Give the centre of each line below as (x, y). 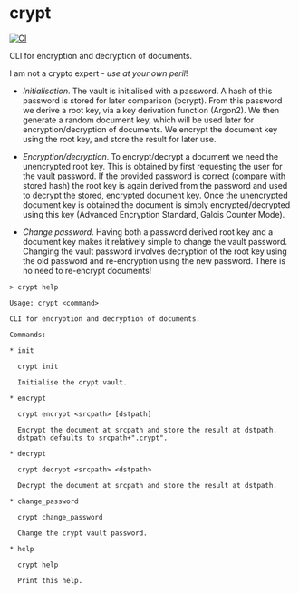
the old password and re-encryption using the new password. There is (154, 260)
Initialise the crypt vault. (72, 382)
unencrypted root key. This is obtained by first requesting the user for (152, 166)
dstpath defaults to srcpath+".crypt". (93, 438)
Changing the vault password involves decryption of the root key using (154, 251)
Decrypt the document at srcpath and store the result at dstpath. (148, 485)
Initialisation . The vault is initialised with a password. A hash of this (147, 91)
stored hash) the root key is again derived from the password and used (155, 185)
